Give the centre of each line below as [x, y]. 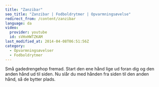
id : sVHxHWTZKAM [26, 37]
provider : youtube [29, 32]
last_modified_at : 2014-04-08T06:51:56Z [47, 42]
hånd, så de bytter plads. [30, 79]
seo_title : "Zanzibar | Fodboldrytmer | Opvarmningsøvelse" [68, 14]
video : [12, 28]
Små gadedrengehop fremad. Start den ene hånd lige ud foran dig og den [80, 69]
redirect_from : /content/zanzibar [41, 19]
